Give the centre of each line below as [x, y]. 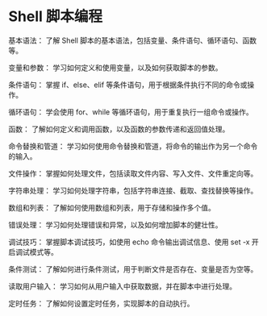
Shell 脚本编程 [56, 17]
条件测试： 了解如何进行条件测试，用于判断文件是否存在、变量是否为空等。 [133, 269]
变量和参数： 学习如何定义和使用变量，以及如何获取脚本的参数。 [115, 67]
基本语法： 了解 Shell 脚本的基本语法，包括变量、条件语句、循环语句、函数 [133, 40]
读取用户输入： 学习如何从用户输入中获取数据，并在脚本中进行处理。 [122, 286]
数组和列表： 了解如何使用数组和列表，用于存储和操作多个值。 [112, 207]
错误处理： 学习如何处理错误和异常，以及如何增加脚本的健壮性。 [115, 225]
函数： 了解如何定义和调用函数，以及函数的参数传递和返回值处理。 [119, 129]
